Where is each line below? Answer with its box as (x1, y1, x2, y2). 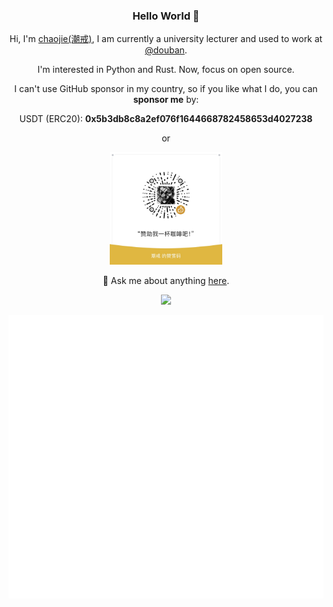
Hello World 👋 (132, 9, 200, 23)
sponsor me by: (132, 94, 200, 106)
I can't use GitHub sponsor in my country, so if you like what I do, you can (14, 83, 318, 95)
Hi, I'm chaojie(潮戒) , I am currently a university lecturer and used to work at (9, 33, 323, 45)
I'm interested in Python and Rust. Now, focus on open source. (37, 64, 295, 76)
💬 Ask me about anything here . (102, 275, 230, 287)
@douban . (144, 44, 188, 56)
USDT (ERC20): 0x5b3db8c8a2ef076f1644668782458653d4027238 (19, 113, 313, 125)
